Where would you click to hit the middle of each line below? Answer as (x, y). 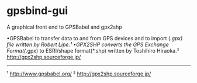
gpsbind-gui (37, 11)
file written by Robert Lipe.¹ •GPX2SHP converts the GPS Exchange (88, 44)
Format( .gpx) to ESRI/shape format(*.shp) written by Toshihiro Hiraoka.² (93, 50)
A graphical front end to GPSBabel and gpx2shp (64, 27)
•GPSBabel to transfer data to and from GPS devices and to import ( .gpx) (95, 38)
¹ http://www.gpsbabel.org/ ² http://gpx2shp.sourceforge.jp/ (79, 74)
